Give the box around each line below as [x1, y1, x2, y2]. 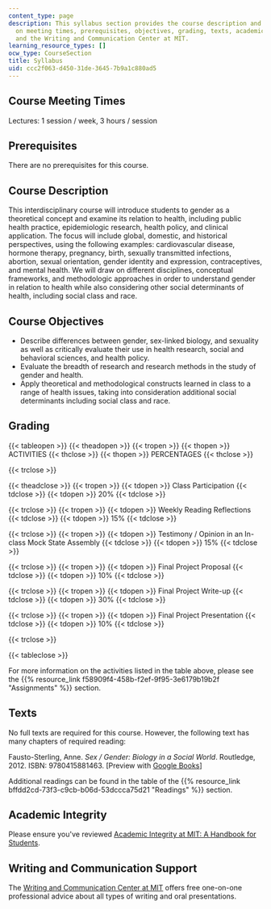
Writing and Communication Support [8, 861, 198, 875]
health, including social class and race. [8, 291, 138, 301]
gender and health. [19, 371, 84, 379]
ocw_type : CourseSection [8, 49, 92, 57]
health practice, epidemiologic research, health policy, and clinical [8, 223, 228, 232]
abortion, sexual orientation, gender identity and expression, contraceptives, [8, 257, 262, 266]
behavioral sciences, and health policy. [19, 353, 150, 362]
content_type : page [8, 11, 74, 20]
